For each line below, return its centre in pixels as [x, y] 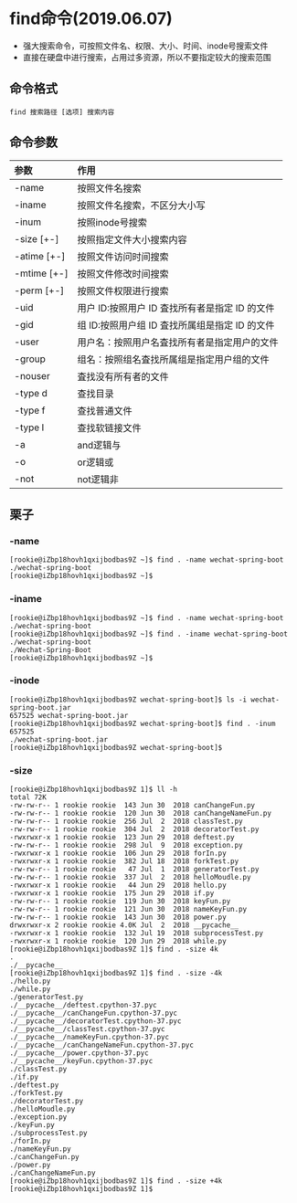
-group [30, 359]
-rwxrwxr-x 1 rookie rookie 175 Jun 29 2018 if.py [112, 893]
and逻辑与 [99, 445]
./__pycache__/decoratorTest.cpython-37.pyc [95, 1021]
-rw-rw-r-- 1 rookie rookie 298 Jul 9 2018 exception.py [127, 846]
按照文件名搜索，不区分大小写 [141, 205]
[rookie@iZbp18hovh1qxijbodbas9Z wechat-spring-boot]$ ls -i [128, 700]
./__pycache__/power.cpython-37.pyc [79, 1053]
